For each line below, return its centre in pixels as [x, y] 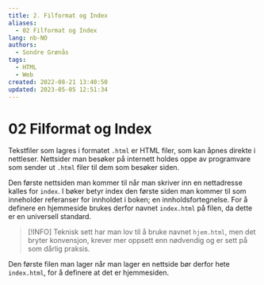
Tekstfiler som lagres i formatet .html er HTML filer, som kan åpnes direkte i [132, 151]
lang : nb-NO [28, 38]
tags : [17, 60]
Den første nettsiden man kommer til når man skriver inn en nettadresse [126, 183]
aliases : [23, 23]
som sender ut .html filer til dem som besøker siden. [94, 168]
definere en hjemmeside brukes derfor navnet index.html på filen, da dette [130, 208]
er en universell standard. [50, 217]
